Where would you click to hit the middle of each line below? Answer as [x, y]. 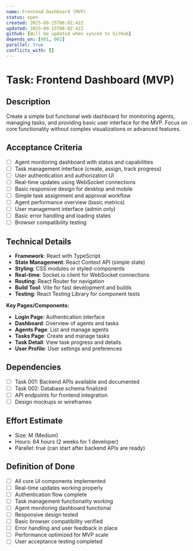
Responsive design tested [46, 515]
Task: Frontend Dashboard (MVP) [90, 80]
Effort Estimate [34, 421]
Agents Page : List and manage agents [61, 329]
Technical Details [39, 242]
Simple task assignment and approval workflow [72, 195]
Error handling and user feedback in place [66, 528]
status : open [22, 17]
